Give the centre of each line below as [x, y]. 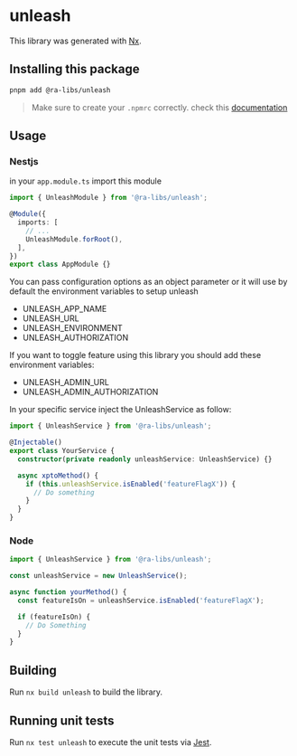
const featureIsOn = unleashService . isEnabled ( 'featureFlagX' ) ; [141, 600]
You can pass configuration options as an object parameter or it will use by [148, 282]
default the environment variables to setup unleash [104, 291]
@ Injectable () [36, 443]
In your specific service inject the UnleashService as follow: [121, 410]
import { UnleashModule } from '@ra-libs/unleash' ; [108, 198]
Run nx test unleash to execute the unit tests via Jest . [111, 742]
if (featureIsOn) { [54, 617]
